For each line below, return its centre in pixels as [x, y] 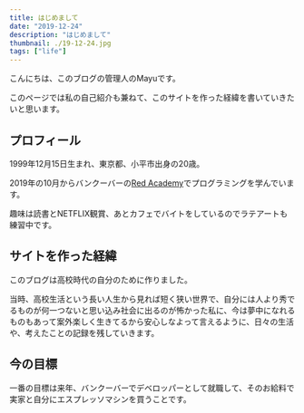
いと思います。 [37, 109]
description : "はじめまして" [60, 34]
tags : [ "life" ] [38, 52]
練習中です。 [33, 225]
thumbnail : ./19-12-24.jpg [60, 43]
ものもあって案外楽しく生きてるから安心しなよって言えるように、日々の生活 [152, 322]
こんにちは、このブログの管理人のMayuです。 [95, 79]
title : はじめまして [44, 18]
